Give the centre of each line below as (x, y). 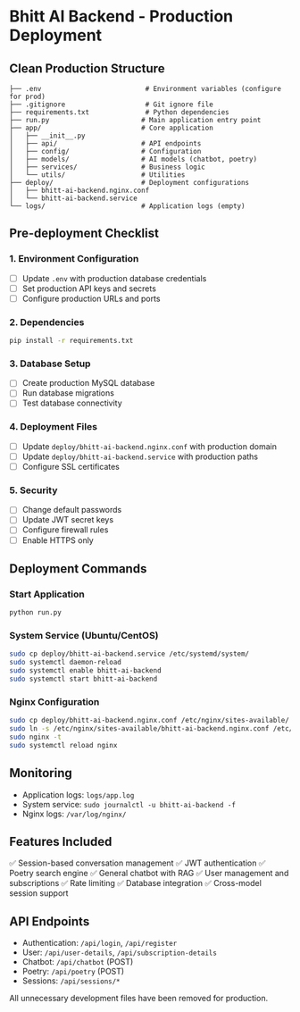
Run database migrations (68, 393)
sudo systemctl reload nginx (63, 745)
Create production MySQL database (88, 383)
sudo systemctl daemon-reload (66, 663)
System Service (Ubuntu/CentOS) (84, 636)
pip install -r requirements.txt (71, 341)
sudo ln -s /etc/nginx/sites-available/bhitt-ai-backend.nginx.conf (139, 729)
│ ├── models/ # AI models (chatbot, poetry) (133, 159)
